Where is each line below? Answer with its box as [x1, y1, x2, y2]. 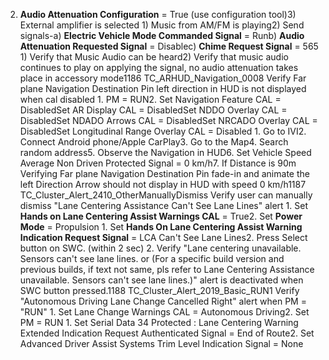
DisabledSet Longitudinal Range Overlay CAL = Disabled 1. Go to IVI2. [19, 125, 307, 137]
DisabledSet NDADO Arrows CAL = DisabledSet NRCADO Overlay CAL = [19, 115, 318, 126]
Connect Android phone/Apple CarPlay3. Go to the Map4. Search [19, 136, 289, 148]
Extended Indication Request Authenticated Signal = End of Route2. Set [19, 327, 315, 339]
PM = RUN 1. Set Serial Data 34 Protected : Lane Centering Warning [19, 317, 299, 328]
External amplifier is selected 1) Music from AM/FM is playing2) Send [19, 19, 305, 31]
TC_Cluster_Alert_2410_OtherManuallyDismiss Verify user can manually [19, 189, 313, 201]
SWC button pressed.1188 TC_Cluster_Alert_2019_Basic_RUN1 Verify [19, 285, 300, 296]
